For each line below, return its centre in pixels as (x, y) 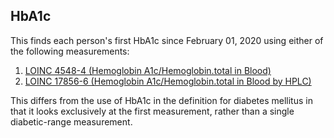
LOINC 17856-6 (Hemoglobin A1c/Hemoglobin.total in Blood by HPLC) (168, 81)
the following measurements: (70, 51)
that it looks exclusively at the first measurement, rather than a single (152, 111)
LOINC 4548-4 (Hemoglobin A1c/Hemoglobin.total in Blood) (148, 70)
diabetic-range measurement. (71, 121)
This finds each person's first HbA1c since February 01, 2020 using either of (167, 40)
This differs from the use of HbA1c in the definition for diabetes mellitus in (161, 100)
